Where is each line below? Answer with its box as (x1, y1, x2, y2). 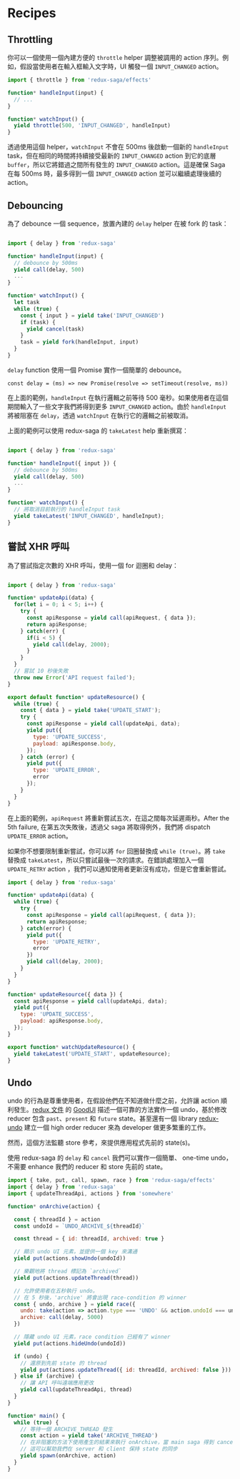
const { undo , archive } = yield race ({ (14, 1300, 136, 1308)
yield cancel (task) (26, 325, 84, 333)
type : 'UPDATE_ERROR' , (33, 766, 101, 774)
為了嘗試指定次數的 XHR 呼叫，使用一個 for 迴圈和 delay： (7, 561, 179, 569)
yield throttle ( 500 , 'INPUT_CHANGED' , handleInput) (14, 122, 171, 129)
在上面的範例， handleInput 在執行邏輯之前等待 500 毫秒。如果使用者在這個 (7, 393, 229, 401)
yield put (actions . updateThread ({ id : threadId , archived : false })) (20, 1366, 232, 1373)
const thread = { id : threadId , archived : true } (14, 1235, 164, 1243)
